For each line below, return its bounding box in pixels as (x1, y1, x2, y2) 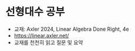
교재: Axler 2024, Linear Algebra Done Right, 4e (14, 25, 130, 32)
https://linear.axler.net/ (14, 32, 69, 39)
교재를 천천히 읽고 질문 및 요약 (14, 39, 83, 46)
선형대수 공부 (5, 5, 65, 19)
